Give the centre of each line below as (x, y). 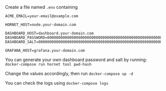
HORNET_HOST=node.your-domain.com (41, 25)
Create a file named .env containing (41, 7)
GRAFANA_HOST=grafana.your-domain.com (45, 51)
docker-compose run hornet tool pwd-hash (48, 64)
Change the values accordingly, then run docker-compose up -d (69, 74)
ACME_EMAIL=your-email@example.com (42, 16)
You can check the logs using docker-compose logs (57, 83)
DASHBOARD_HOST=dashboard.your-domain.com (49, 33)
